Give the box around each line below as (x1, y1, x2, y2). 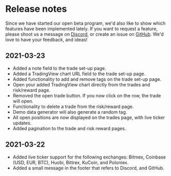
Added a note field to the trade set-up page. (12, 65, 106, 71)
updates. (12, 119, 32, 126)
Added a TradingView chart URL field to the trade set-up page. (12, 71, 146, 77)
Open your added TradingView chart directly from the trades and (12, 81, 150, 87)
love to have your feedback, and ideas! (5, 37, 88, 43)
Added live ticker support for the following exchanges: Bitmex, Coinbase (12, 154, 166, 160)
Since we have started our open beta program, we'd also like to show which (5, 20, 166, 26)
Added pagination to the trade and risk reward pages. (12, 125, 126, 131)
